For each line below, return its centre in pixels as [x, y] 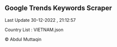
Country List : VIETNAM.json [34, 30]
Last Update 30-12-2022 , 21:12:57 [40, 20]
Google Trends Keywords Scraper [58, 8]
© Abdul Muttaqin [23, 39]
